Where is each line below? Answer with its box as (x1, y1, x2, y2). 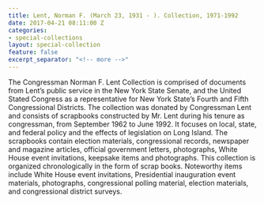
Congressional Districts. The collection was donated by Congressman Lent (8, 102, 251, 111)
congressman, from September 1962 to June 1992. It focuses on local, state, (8, 119, 257, 129)
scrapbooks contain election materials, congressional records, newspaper (8, 136, 250, 145)
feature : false (8, 48, 58, 56)
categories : (8, 26, 47, 34)
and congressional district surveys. (8, 187, 123, 196)
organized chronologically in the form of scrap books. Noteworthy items (8, 161, 243, 171)
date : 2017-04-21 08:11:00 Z (8, 19, 104, 27)
